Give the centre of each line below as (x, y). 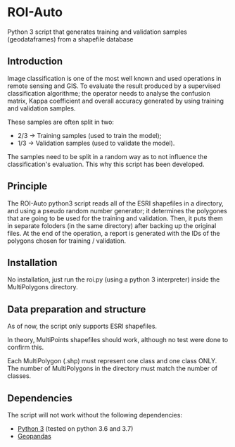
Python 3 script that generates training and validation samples (97, 32)
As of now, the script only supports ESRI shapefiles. (82, 326)
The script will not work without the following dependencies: (95, 415)
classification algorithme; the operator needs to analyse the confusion (109, 93)
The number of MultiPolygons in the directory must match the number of (113, 369)
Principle (27, 186)
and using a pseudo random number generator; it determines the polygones (117, 210)
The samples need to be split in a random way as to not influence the (107, 156)
